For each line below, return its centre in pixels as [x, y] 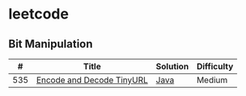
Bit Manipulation [51, 44]
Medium [212, 80]
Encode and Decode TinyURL [92, 80]
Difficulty [215, 67]
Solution [172, 67]
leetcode [38, 14]
